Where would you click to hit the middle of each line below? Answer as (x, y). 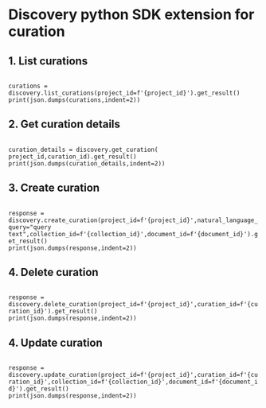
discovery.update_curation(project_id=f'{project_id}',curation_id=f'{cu (133, 375)
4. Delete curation (53, 272)
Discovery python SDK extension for (131, 15)
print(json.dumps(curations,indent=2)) (74, 100)
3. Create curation (54, 188)
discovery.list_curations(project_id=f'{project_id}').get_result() (124, 93)
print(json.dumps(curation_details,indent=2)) (87, 163)
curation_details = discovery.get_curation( (83, 150)
